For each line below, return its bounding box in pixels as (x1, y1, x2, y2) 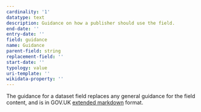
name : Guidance (6, 43, 45, 49)
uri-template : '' (6, 70, 50, 76)
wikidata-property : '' (6, 76, 64, 82)
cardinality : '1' (6, 8, 50, 15)
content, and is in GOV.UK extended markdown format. (6, 99, 144, 106)
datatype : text (6, 14, 45, 20)
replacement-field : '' (6, 54, 64, 60)
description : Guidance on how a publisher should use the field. (6, 20, 175, 26)
